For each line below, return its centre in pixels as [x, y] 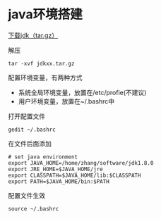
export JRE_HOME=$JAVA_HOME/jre [55, 169]
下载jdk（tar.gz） [33, 35]
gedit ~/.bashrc [32, 130]
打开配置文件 [26, 116]
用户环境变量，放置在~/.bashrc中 [66, 101]
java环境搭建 [46, 14]
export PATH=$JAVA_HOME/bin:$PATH [59, 181]
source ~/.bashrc [34, 208]
